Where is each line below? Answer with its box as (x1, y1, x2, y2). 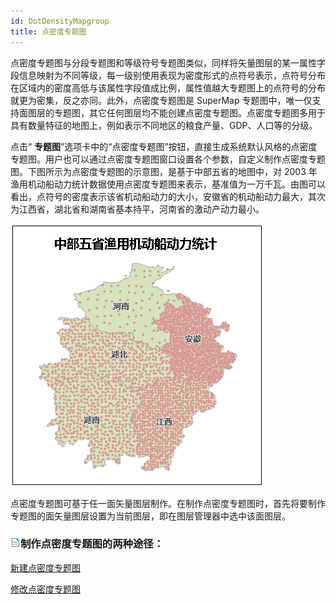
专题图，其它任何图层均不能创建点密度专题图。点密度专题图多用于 (53, 106, 326, 119)
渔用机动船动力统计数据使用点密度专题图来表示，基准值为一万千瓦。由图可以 (10, 178, 326, 190)
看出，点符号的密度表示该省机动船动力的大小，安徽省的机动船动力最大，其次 (10, 190, 326, 202)
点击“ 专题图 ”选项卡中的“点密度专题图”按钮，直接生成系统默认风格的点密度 (10, 140, 318, 152)
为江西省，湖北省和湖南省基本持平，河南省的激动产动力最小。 (10, 203, 265, 215)
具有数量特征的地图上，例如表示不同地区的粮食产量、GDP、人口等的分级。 (10, 119, 318, 131)
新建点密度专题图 (10, 561, 81, 574)
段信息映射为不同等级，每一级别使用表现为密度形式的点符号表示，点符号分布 (10, 69, 326, 81)
